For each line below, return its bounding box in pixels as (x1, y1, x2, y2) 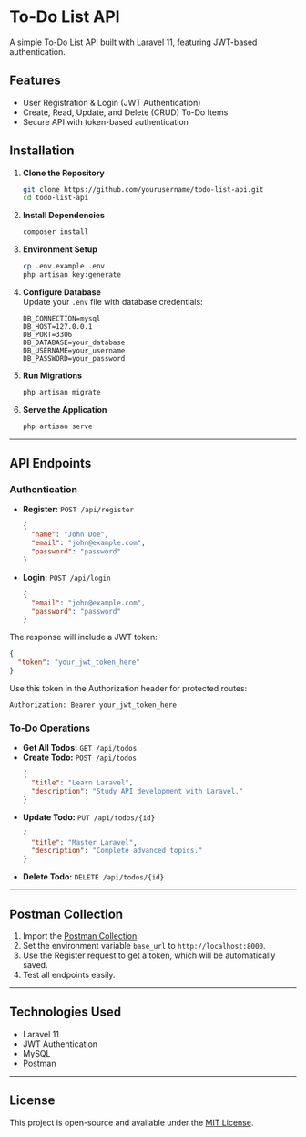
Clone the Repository (22, 167, 105, 178)
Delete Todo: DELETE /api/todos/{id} (22, 871, 165, 882)
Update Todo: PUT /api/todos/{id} (22, 811, 156, 823)
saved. (22, 959, 48, 970)
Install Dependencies (22, 210, 105, 221)
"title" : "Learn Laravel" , (31, 778, 134, 787)
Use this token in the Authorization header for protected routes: (9, 682, 248, 693)
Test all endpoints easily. (22, 969, 116, 980)
